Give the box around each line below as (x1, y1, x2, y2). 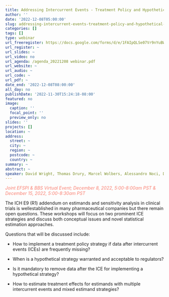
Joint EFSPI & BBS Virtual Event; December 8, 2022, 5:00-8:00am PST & (5, 185, 156, 191)
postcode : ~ (10, 153, 35, 158)
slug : (5, 21, 17, 27)
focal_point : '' (10, 110, 44, 116)
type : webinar (5, 36, 35, 41)
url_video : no (5, 54, 35, 59)
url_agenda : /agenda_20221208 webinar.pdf (5, 59, 96, 64)
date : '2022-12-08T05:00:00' (5, 17, 66, 22)
